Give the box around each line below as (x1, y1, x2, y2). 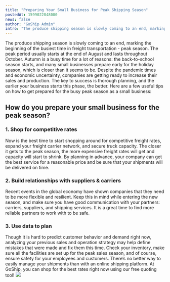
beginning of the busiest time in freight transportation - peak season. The (5, 45, 158, 52)
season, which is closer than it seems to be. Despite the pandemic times (5, 67, 156, 73)
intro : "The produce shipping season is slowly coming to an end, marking (5, 26, 166, 31)
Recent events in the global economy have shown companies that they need (5, 189, 164, 195)
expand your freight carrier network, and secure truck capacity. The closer (5, 143, 161, 149)
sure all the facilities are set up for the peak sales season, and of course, (5, 250, 157, 256)
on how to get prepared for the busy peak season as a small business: (5, 88, 152, 95)
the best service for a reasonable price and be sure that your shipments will (5, 159, 163, 165)
